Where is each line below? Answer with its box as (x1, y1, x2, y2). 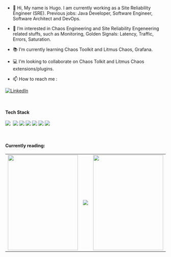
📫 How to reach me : (12, 76, 58, 82)
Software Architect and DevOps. (12, 16, 80, 21)
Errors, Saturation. (12, 36, 51, 42)
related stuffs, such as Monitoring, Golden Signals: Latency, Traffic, (12, 31, 154, 37)
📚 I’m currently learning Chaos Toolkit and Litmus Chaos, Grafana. (12, 46, 153, 52)
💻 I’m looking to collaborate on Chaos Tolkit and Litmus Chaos (12, 58, 145, 65)
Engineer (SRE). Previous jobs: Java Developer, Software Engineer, (12, 10, 153, 16)
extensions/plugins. (12, 66, 54, 72)
